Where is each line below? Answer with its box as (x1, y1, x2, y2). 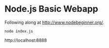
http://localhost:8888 (4, 37, 47, 43)
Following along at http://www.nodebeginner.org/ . (4, 19, 104, 25)
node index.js (4, 29, 34, 33)
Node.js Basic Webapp (4, 3, 98, 15)
